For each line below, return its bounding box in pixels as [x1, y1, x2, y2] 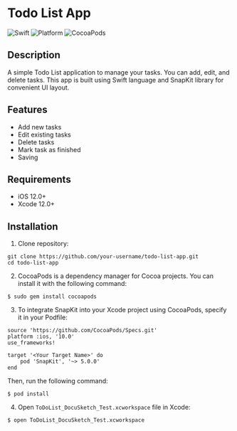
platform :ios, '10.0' [7, 333, 75, 341]
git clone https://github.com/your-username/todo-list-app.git [7, 253, 199, 260]
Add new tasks [17, 122, 62, 131]
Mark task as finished [17, 145, 81, 154]
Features [7, 104, 48, 116]
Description [7, 49, 60, 61]
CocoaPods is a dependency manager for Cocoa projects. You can [17, 272, 214, 280]
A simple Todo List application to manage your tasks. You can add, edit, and [7, 68, 230, 76]
